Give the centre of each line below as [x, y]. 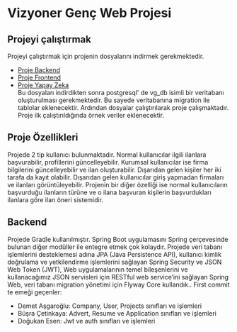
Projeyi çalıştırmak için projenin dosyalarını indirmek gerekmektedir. [106, 56]
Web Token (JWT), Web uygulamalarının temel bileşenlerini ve [98, 269]
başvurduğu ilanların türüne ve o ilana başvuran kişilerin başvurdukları [110, 192]
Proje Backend [39, 70]
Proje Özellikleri [43, 137]
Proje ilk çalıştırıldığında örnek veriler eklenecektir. [91, 115]
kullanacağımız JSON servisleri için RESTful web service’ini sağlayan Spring [118, 277]
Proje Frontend [39, 77]
